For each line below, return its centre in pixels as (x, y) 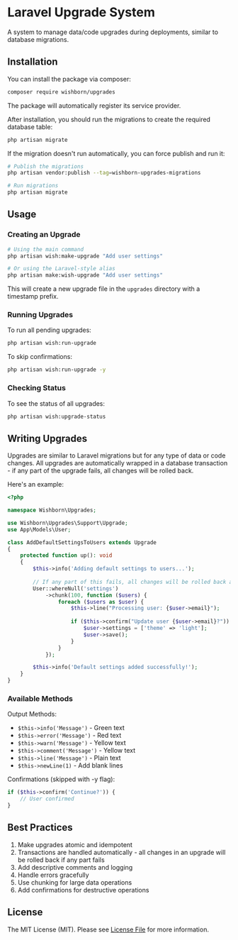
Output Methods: (32, 714)
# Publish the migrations (45, 166)
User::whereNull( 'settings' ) (76, 588)
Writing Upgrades (47, 438)
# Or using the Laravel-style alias (61, 269)
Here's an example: (35, 485)
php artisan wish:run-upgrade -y (57, 370)
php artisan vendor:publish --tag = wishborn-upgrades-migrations (104, 173)
